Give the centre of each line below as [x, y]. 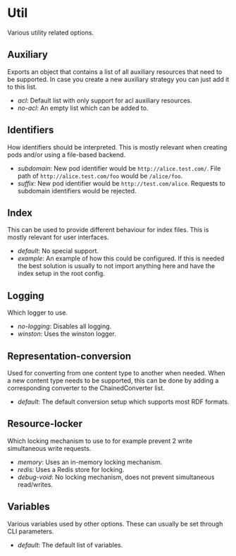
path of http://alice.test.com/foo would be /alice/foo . [100, 176]
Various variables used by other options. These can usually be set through [115, 524]
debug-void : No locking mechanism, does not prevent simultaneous [116, 477]
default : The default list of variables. [70, 545]
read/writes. [35, 484]
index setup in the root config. [61, 274]
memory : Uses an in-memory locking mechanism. [90, 462]
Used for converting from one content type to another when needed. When [116, 373]
